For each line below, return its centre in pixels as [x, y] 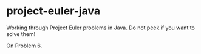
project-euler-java [53, 11]
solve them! [21, 34]
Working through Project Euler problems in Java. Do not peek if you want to [101, 28]
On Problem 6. [24, 46]
